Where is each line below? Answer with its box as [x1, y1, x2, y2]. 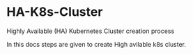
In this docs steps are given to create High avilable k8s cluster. [6, 40, 186, 48]
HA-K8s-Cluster [6, 4, 103, 20]
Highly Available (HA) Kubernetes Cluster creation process [6, 27, 175, 35]
